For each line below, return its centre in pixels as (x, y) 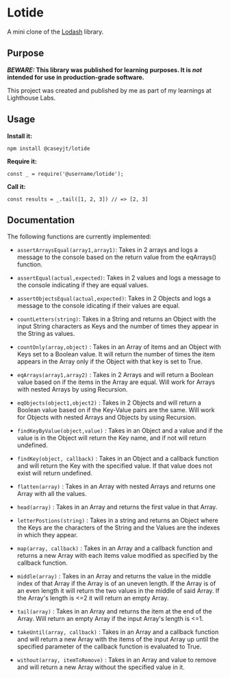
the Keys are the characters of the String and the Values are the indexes (118, 528)
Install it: (20, 136)
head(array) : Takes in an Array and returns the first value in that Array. (117, 507)
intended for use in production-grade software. (76, 77)
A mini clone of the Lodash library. (55, 32)
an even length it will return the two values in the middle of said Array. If (118, 591)
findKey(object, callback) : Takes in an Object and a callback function (118, 459)
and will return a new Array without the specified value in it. (101, 667)
